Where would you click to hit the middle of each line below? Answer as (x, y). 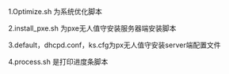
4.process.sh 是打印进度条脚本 (58, 62)
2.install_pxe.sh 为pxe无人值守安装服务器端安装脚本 (92, 28)
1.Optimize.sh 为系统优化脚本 (55, 11)
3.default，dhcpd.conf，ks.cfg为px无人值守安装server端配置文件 (114, 45)
